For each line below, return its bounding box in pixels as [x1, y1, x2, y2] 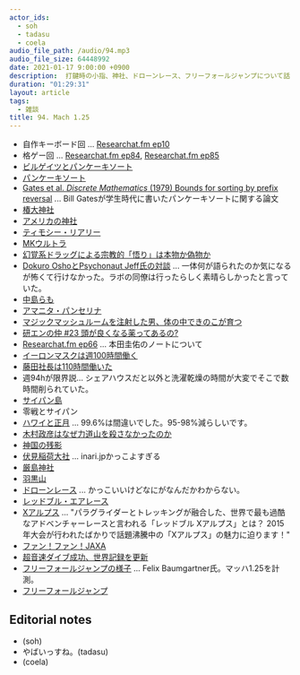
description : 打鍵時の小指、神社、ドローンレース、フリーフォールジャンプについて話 [9, 72, 291, 81]
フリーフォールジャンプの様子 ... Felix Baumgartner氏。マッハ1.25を [21, 563, 272, 574]
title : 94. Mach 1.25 [9, 113, 90, 122]
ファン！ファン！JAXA [21, 541, 107, 551]
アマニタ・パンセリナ [21, 306, 102, 316]
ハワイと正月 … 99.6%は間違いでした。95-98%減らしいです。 [21, 418, 253, 428]
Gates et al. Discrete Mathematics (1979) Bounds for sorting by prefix [21, 183, 279, 194]
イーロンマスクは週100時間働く [21, 350, 139, 361]
